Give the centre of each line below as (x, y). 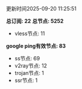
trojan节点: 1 (29, 73)
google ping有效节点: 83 (36, 46)
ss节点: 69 (27, 58)
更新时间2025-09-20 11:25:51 (41, 8)
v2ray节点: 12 (31, 66)
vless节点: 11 (30, 33)
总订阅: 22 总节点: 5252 (35, 21)
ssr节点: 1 (26, 80)
